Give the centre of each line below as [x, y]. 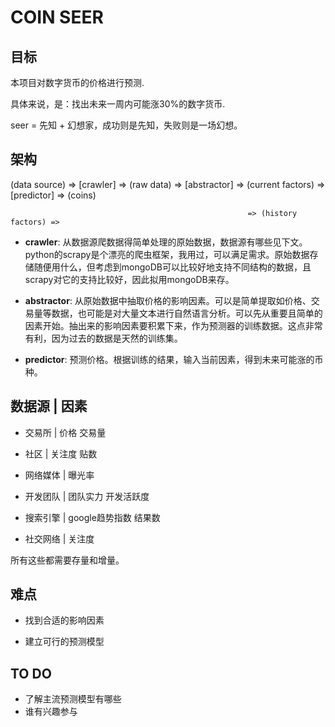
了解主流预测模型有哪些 [73, 699]
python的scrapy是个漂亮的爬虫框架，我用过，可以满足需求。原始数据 [167, 254]
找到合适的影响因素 [64, 620]
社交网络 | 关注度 [59, 538]
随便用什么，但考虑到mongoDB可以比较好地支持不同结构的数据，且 [172, 267]
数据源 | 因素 [49, 406]
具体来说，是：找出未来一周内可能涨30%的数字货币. [118, 104]
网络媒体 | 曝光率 [59, 475]
